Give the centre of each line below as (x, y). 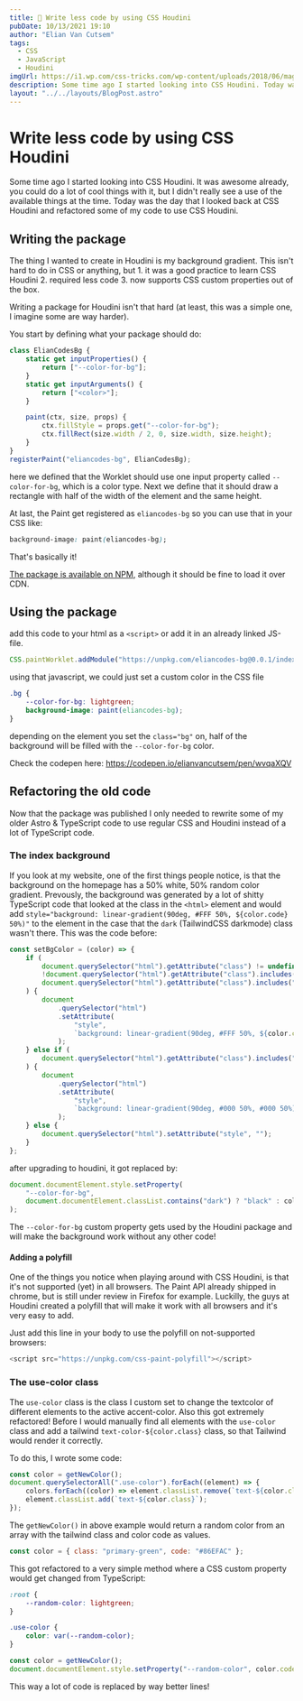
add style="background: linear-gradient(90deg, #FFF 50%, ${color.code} (149, 913)
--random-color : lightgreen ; (80, 1603)
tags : (19, 43)
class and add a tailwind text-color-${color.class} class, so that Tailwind (148, 1430)
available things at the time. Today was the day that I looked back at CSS (144, 201)
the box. (25, 290)
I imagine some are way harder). (69, 317)
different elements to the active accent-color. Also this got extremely (137, 1411)
